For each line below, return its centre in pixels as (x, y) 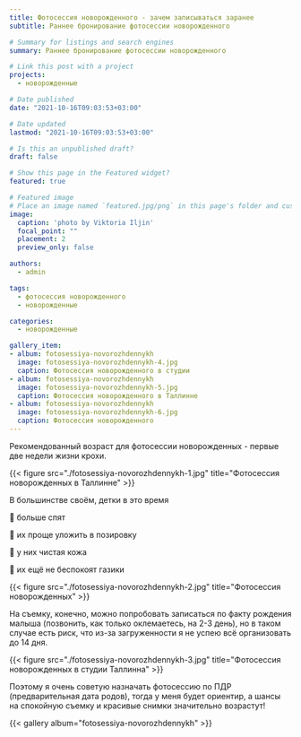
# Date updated (38, 124)
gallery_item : (36, 346)
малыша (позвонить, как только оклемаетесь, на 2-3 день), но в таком (145, 623)
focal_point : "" (47, 231)
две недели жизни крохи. (58, 455)
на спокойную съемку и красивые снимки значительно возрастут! (138, 706)
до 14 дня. (29, 642)
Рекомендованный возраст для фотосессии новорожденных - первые (144, 446)
